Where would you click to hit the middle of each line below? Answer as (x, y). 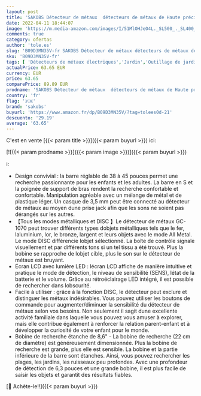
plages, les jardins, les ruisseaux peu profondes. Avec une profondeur (101, 362)
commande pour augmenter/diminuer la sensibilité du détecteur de (97, 305)
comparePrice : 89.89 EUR (37, 85)
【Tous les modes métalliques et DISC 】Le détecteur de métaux (95, 221)
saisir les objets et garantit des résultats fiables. (74, 375)
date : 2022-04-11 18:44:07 (40, 23)
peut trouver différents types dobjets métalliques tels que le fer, (106, 228)
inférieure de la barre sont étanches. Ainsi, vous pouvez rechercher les (102, 356)
